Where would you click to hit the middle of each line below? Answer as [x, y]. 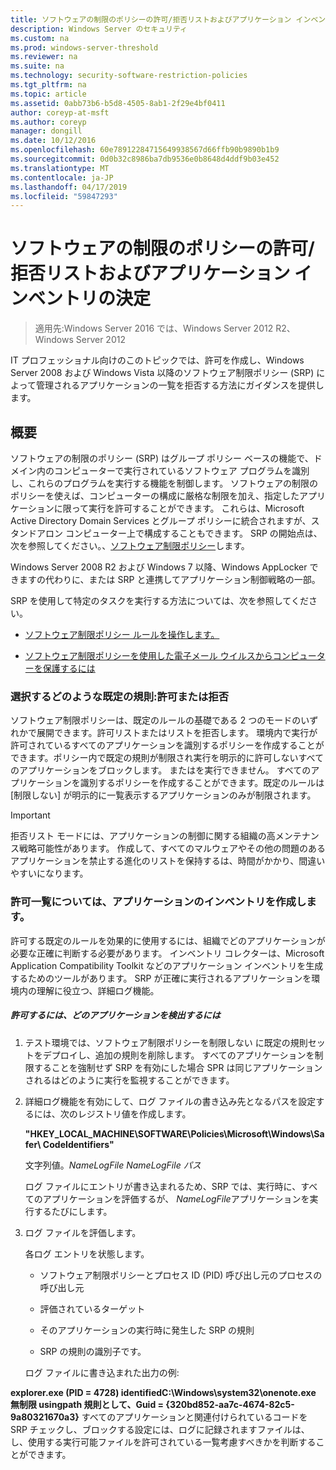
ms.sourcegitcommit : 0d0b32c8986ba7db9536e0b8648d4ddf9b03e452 [145, 159]
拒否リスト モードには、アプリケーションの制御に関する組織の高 [143, 836]
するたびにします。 [73, 1211]
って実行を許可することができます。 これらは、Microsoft [188, 508]
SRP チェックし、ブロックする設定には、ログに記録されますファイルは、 [160, 1429]
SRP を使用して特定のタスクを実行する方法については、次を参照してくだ [159, 600]
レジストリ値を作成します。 [134, 1113]
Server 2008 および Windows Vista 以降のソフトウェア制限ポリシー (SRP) [162, 373]
